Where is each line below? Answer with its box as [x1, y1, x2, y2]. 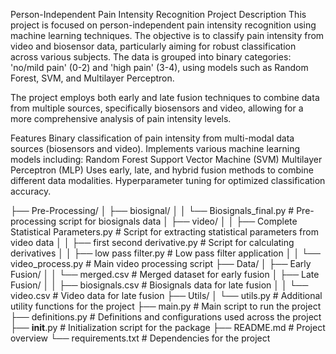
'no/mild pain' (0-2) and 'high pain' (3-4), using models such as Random [10, 62, 309, 73]
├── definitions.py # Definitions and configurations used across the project [10, 311, 322, 323]
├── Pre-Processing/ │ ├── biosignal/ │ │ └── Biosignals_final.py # [10, 205, 295, 216]
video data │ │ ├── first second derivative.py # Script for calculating [10, 237, 295, 248]
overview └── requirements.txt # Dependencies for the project [10, 332, 271, 344]
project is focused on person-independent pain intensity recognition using [10, 19, 317, 31]
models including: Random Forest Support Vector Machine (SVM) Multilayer [10, 154, 323, 165]
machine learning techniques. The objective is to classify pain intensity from [10, 30, 325, 41]
